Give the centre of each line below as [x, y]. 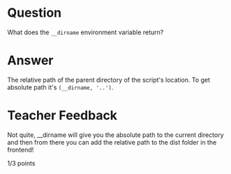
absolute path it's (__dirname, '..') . [60, 87]
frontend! [21, 150]
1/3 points [21, 163]
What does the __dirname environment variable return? [85, 32]
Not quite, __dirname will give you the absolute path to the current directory [116, 135]
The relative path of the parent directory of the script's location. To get [109, 80]
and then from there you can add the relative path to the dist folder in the [112, 142]
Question [34, 13]
